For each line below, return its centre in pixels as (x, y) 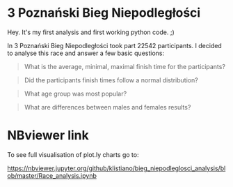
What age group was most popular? (75, 93)
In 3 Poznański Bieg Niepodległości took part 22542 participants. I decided (115, 45)
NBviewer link (48, 136)
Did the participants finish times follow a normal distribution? (111, 80)
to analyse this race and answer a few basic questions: (86, 53)
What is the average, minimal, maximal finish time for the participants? (125, 66)
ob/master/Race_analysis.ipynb (52, 175)
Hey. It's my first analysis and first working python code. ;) (91, 32)
